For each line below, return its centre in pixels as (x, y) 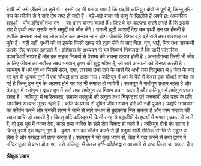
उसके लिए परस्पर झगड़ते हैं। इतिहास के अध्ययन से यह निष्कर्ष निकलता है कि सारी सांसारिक (92, 50)
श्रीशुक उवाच (18, 156)
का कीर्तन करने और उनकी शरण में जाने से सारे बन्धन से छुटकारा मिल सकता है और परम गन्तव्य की (98, 110)
